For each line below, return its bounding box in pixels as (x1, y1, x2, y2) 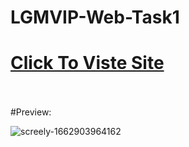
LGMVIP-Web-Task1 (10, 6, 180, 29)
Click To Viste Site (10, 52, 165, 75)
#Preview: (10, 106, 52, 118)
